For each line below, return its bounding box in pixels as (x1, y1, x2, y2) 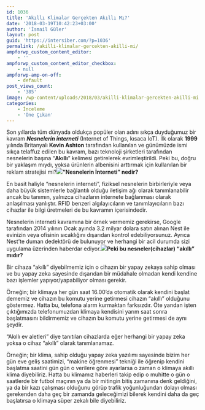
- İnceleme (17, 106, 45, 112)
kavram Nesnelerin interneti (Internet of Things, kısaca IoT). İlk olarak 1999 (6, 135, 198, 142)
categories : (6, 100, 37, 106)
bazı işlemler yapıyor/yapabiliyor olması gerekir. (6, 277, 127, 284)
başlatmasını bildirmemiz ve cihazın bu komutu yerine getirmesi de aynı (6, 314, 187, 322)
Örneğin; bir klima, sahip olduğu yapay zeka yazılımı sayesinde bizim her (6, 351, 190, 359)
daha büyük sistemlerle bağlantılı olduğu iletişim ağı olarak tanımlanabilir (6, 187, 189, 194)
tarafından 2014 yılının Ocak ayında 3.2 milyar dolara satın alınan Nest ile (6, 225, 190, 232)
